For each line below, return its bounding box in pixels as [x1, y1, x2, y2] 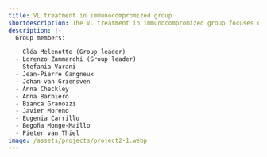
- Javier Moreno [15, 107, 69, 115]
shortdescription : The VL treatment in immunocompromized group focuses [8, 19, 254, 27]
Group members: [15, 33, 66, 42]
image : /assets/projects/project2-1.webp [8, 136, 148, 144]
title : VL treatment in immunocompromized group [8, 11, 172, 20]
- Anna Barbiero [15, 92, 69, 100]
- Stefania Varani [15, 63, 77, 71]
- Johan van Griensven [15, 77, 91, 86]
